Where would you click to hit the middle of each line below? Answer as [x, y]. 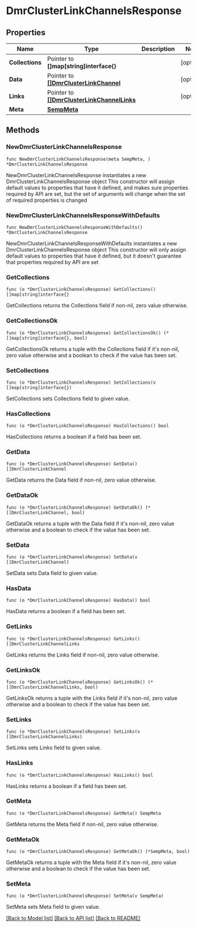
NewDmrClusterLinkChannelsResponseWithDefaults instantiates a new [92, 243]
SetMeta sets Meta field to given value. [53, 907]
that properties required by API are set [52, 262]
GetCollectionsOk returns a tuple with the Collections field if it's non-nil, [93, 349]
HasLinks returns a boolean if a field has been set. [67, 786]
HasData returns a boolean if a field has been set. [66, 611]
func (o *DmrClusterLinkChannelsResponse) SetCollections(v [81, 383]
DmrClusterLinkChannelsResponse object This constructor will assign [90, 181]
